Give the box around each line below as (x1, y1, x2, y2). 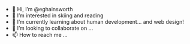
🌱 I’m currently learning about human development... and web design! (11, 18, 185, 25)
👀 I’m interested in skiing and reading (11, 12, 104, 19)
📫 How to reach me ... (11, 32, 68, 38)
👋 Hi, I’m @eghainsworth (11, 6, 73, 12)
